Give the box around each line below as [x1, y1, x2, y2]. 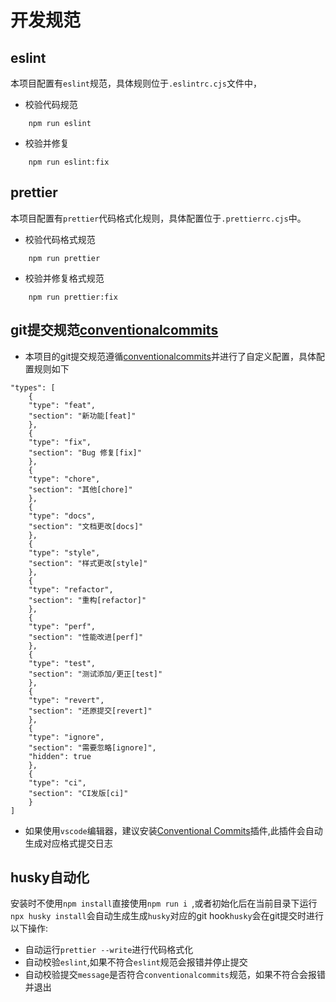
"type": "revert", [28, 695, 105, 705]
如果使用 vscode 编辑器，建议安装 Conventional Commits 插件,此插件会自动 [24, 824, 323, 836]
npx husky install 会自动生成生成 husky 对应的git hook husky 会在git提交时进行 [10, 910, 325, 922]
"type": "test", [28, 658, 97, 668]
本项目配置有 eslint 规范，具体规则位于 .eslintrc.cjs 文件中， [10, 77, 263, 89]
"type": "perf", [28, 621, 97, 631]
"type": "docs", [28, 511, 97, 521]
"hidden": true [28, 751, 92, 761]
